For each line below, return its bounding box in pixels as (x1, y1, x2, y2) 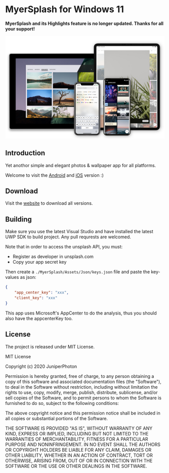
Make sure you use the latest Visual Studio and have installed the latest (5, 229, 153, 235)
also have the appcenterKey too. (5, 315, 73, 321)
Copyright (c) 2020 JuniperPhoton (5, 363, 77, 369)
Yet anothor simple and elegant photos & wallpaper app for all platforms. (5, 162, 156, 168)
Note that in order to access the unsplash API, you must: (5, 244, 123, 250)
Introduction (5, 149, 46, 157)
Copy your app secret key (12, 259, 67, 265)
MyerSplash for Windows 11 (5, 4, 124, 15)
